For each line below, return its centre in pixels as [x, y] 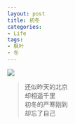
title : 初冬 [23, 20]
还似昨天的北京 [46, 87]
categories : [25, 27]
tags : [15, 40]
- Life [17, 33]
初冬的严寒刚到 [46, 104]
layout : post [26, 14]
